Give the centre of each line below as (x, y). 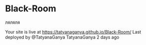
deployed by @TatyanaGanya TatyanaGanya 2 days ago (62, 37)
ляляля (13, 22)
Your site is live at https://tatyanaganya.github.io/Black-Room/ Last (73, 32)
